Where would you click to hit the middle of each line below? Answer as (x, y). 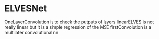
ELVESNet (26, 9)
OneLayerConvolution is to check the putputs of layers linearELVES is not (79, 22)
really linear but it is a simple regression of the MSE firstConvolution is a (78, 27)
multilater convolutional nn (32, 32)
